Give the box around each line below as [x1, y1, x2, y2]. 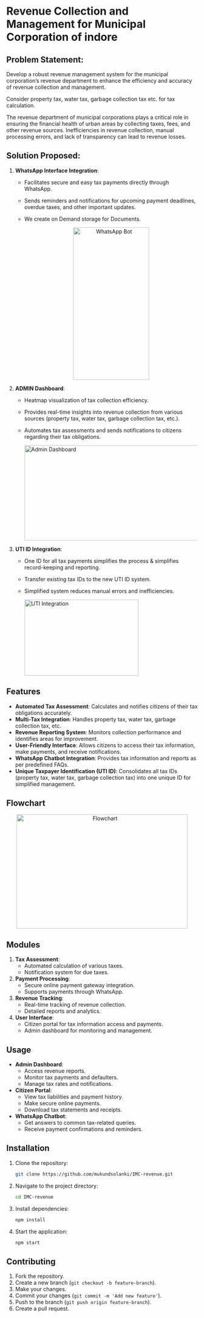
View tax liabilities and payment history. [24, 1093, 123, 1100]
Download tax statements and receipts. [24, 1106, 123, 1113]
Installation [6, 1143, 50, 1153]
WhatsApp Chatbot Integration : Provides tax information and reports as [15, 754, 197, 762]
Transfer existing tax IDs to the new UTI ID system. [24, 575, 151, 583]
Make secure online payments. [24, 1100, 101, 1107]
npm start [15, 1239, 41, 1245]
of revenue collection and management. [6, 83, 106, 91]
